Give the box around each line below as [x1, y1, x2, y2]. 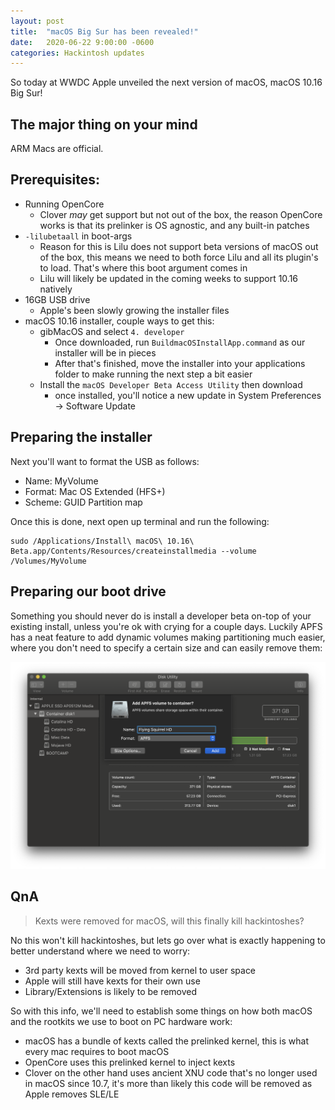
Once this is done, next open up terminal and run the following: [10, 515, 270, 527]
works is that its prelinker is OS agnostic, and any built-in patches [39, 219, 310, 231]
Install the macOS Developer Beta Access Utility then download [39, 378, 303, 390]
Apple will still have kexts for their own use [24, 975, 201, 987]
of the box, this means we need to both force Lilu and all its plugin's [39, 251, 319, 263]
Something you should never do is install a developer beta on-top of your [10, 610, 312, 622]
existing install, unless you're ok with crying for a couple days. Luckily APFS [10, 620, 323, 632]
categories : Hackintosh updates [10, 48, 145, 58]
